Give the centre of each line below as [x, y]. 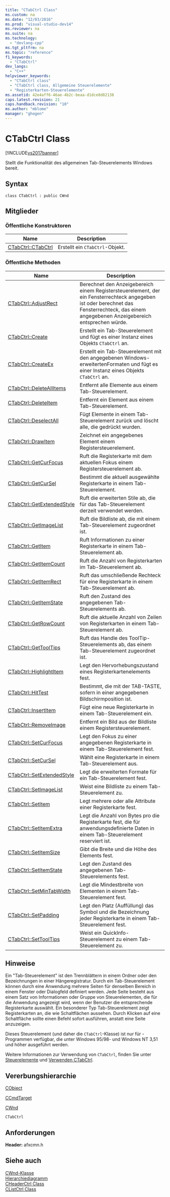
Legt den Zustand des [106, 864]
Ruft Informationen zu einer [112, 540]
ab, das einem [135, 644]
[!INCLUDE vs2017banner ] [32, 153]
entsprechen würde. [103, 322]
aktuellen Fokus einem [106, 462]
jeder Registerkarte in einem [113, 918]
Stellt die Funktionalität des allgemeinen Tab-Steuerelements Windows [79, 162]
